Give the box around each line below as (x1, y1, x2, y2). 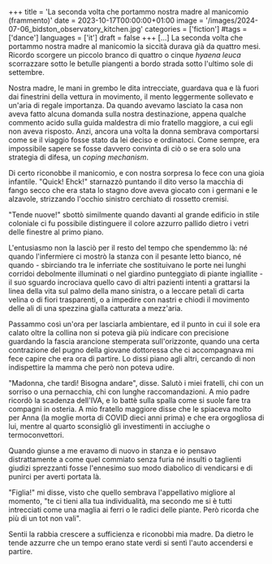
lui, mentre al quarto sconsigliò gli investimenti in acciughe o (8, 422, 211, 431)
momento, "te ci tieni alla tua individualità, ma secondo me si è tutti (8, 496, 233, 505)
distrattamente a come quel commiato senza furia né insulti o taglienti (8, 455, 242, 464)
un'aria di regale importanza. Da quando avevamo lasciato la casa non (8, 101, 244, 110)
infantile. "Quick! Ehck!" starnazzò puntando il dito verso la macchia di (8, 177, 244, 186)
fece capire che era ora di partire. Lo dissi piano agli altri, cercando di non (8, 354, 256, 363)
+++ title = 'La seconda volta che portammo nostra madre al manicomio (8, 7, 249, 16)
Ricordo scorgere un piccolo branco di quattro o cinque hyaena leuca (8, 50, 241, 59)
